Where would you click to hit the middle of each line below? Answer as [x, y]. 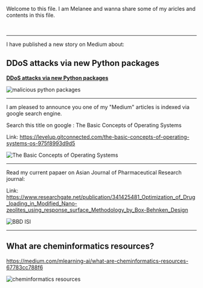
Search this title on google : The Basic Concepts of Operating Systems [94, 125]
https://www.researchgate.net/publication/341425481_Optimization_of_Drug [101, 197]
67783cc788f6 [25, 267]
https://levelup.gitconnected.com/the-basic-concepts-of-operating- [105, 137]
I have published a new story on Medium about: [66, 44]
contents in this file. [31, 15]
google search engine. [34, 113]
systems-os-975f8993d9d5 [41, 143]
